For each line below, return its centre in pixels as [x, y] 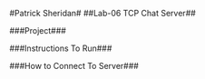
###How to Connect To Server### [74, 66]
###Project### [38, 30]
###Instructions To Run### [61, 48]
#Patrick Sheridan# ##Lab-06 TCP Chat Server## [103, 13]
